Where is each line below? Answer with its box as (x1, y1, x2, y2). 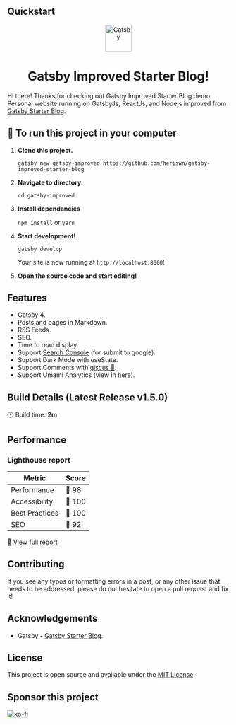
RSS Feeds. (17, 325, 51, 335)
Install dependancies (17, 204, 81, 213)
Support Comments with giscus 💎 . (17, 364, 117, 372)
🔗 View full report (7, 538, 58, 546)
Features (7, 291, 47, 303)
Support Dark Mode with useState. (17, 356, 118, 364)
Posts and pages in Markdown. (17, 318, 108, 327)
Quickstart (7, 6, 56, 18)
